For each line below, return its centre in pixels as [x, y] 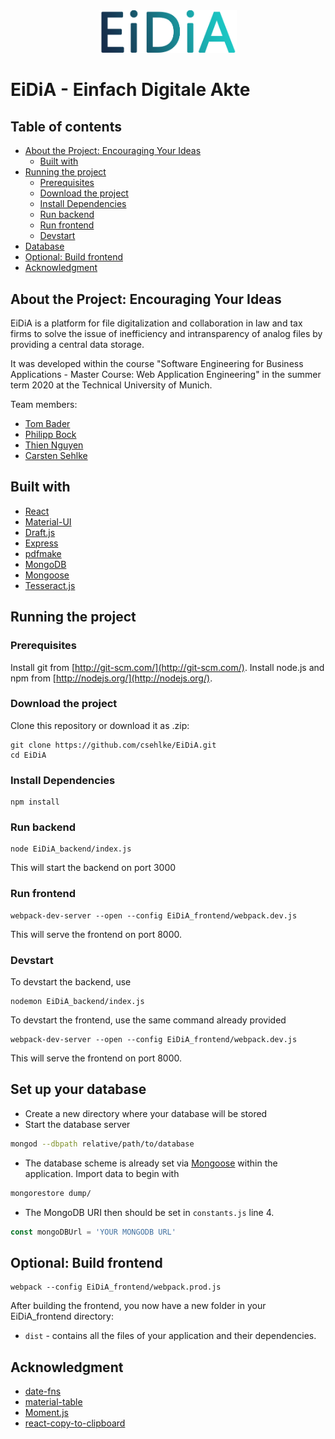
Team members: [44, 405]
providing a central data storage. [77, 345]
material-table [53, 1402]
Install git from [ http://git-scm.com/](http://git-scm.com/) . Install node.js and [167, 667]
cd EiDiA [28, 755]
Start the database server [77, 1124]
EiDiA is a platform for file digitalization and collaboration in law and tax [156, 323]
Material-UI [48, 521]
